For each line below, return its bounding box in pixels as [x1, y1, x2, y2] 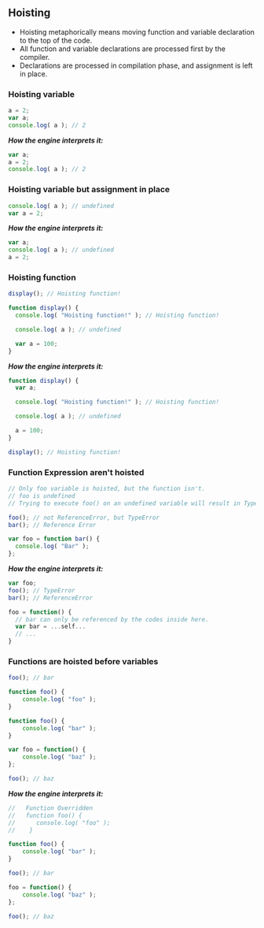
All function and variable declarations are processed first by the [19, 43, 226, 54]
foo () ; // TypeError [8, 586, 76, 594]
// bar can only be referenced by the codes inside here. [15, 615, 210, 623]
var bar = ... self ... [15, 622, 86, 631]
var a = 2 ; [8, 209, 44, 217]
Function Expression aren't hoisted [8, 466, 145, 477]
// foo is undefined [8, 492, 76, 499]
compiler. [19, 52, 50, 61]
